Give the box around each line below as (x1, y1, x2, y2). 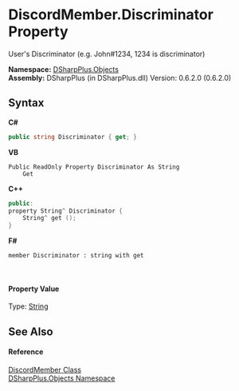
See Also (8, 325, 53, 338)
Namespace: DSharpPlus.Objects (8, 64, 119, 74)
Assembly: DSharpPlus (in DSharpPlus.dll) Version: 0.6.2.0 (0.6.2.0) (8, 73, 232, 82)
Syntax (8, 96, 45, 110)
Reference (8, 347, 44, 357)
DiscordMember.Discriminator (8, 6, 214, 24)
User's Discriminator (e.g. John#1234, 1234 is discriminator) (8, 49, 206, 58)
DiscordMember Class (8, 365, 82, 374)
